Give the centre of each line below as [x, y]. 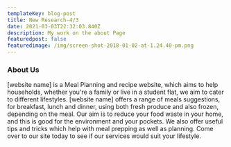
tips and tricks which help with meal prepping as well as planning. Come [110, 129]
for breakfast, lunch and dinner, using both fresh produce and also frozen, [113, 107]
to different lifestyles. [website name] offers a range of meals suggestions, [114, 99]
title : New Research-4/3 [43, 20]
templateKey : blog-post [42, 13]
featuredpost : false [37, 39]
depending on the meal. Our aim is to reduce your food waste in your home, [115, 114]
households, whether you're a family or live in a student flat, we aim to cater [115, 92]
